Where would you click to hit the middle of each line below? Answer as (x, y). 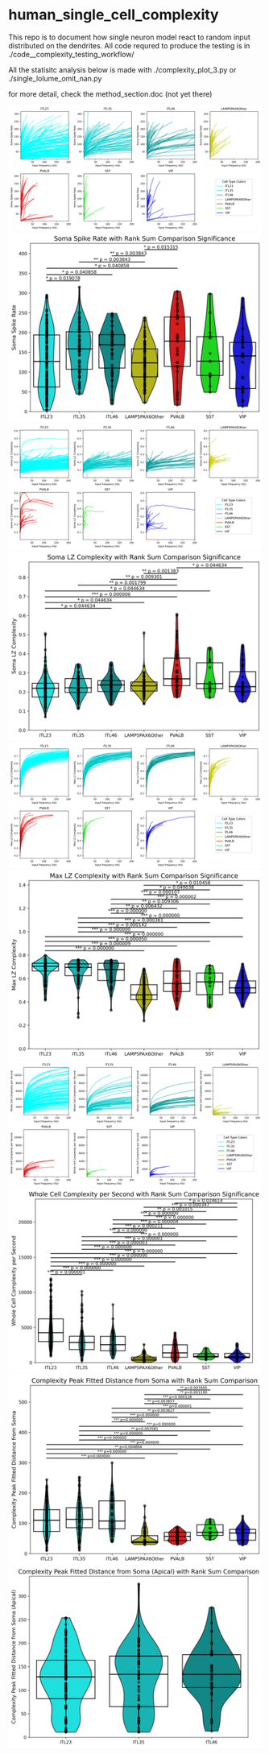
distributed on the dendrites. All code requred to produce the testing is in (129, 45)
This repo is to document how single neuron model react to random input (130, 37)
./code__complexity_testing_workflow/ (71, 54)
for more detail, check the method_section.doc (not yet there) (110, 93)
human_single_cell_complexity (114, 15)
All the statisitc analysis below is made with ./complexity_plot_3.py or (122, 69)
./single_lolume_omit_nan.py (55, 78)
